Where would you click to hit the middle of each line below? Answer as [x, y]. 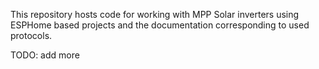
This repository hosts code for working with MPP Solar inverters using [155, 14]
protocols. [31, 35]
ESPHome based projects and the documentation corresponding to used [160, 25]
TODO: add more [45, 55]
